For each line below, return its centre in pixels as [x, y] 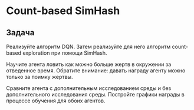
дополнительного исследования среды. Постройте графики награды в [95, 94]
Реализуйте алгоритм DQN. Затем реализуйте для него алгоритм [88, 46]
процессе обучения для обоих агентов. [56, 101]
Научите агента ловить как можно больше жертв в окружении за [89, 64]
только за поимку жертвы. [40, 77]
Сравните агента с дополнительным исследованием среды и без [89, 88]
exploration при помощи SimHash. [65, 53]
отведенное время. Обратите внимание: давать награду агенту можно [96, 71]
